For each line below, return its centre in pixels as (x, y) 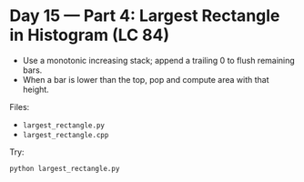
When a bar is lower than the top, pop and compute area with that (146, 79)
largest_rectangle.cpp (66, 135)
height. (36, 89)
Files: (20, 106)
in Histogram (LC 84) (90, 35)
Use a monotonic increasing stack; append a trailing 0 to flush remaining (159, 60)
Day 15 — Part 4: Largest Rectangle (145, 16)
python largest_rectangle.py (65, 168)
